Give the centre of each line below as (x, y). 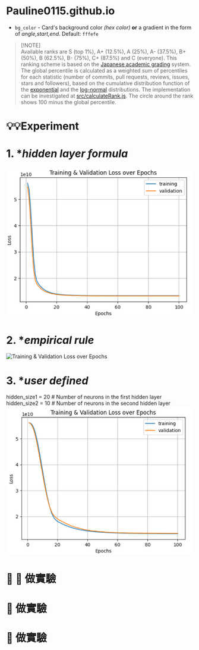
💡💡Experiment (42, 126)
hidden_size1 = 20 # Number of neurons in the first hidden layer (84, 397)
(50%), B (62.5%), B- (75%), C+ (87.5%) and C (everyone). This (99, 58)
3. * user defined (48, 380)
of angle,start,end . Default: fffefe (57, 33)
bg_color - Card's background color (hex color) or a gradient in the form (103, 27)
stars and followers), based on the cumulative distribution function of (105, 83)
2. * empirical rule (50, 340)
